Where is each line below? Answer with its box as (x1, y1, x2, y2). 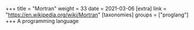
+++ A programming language (5, 18, 79, 24)
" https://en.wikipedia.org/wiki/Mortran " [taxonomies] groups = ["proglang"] (5, 11, 189, 18)
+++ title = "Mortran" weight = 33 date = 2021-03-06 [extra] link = (5, 5, 167, 12)
